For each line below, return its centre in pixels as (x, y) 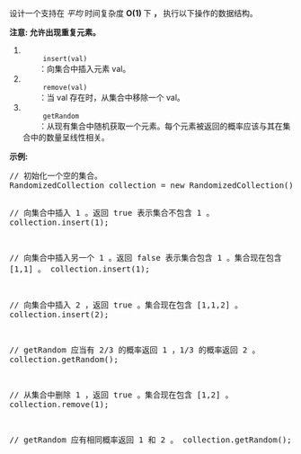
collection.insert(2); (59, 314)
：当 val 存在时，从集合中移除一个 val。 (112, 98)
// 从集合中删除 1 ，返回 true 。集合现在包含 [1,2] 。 (121, 395)
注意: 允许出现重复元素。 (55, 32)
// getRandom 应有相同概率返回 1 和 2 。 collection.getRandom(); (150, 440)
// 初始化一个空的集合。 (56, 176)
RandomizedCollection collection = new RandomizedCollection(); (154, 186)
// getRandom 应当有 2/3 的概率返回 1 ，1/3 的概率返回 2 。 (135, 350)
